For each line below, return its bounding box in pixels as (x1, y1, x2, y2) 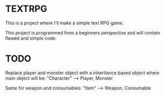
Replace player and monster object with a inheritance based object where (5, 70, 160, 76)
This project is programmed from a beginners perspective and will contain (5, 29, 160, 36)
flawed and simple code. (5, 35, 57, 41)
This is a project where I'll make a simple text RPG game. (5, 20, 124, 26)
